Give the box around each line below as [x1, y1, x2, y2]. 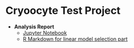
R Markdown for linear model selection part [22, 35, 128, 42]
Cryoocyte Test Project [5, 4, 121, 17]
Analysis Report [14, 23, 55, 30]
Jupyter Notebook [22, 29, 67, 36]
